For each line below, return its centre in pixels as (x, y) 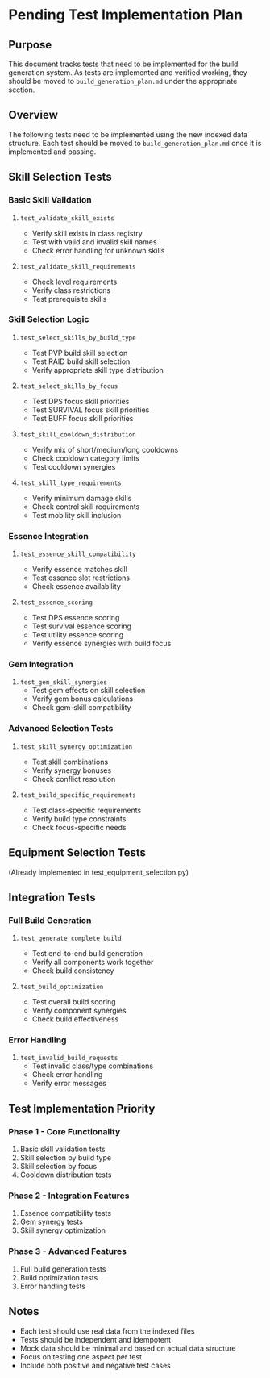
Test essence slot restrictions (81, 578)
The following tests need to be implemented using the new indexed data (128, 134)
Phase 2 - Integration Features (69, 1196)
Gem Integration (41, 665)
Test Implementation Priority (82, 1108)
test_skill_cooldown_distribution (78, 434)
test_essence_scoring (56, 603)
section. (22, 90)
